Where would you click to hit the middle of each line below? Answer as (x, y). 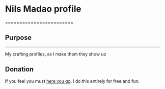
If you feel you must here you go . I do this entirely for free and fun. (72, 81)
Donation (19, 69)
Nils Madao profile (43, 9)
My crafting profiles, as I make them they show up (56, 54)
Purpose (18, 38)
